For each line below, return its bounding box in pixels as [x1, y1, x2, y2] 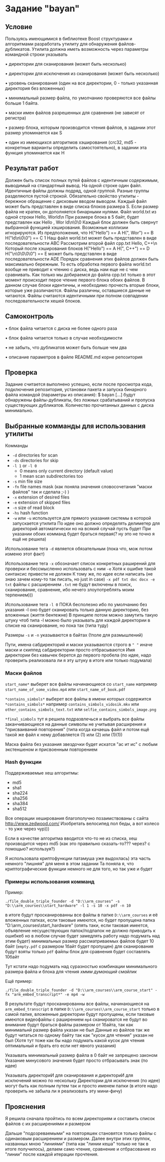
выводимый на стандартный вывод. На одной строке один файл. [5, 182, 142, 188]
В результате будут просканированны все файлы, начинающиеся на [5, 1001, 149, 1007]
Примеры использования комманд [5, 878, 95, 885]
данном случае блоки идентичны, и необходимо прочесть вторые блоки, [5, 282, 160, 288]
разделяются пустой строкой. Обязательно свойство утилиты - [5, 193, 139, 199]
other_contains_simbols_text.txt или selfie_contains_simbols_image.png [5, 706, 157, 712]
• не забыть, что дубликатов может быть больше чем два [5, 344, 127, 350]
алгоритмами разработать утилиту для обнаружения [5, 41, 117, 47]
